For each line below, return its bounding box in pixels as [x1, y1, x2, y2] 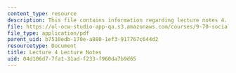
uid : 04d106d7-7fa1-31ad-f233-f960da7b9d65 [7, 56, 137, 63]
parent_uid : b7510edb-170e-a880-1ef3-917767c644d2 [7, 36, 159, 43]
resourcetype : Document [7, 42, 77, 49]
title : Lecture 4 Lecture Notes [7, 49, 102, 56]
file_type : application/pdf [7, 29, 90, 37]
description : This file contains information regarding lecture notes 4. [7, 17, 228, 24]
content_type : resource [7, 10, 77, 17]
